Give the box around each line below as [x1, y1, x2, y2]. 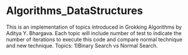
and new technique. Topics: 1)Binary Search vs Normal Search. [6, 42, 158, 49]
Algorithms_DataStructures [6, 4, 143, 18]
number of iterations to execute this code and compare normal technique [6, 36, 183, 43]
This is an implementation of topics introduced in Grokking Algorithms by [6, 23, 182, 30]
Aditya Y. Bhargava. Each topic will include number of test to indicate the [6, 29, 182, 36]
